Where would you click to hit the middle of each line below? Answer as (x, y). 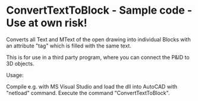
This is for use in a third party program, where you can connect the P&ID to (98, 57)
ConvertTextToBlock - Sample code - (99, 10)
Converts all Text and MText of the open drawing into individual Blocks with (99, 39)
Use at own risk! (47, 23)
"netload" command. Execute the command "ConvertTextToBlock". (88, 93)
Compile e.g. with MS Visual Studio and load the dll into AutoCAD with (92, 86)
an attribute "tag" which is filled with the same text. (69, 46)
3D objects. (20, 64)
